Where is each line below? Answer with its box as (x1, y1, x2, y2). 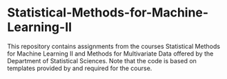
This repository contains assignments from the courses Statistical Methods (7, 42, 221, 50)
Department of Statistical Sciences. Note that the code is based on (7, 56, 197, 65)
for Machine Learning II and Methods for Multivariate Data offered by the (7, 49, 214, 58)
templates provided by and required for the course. (7, 64, 152, 72)
